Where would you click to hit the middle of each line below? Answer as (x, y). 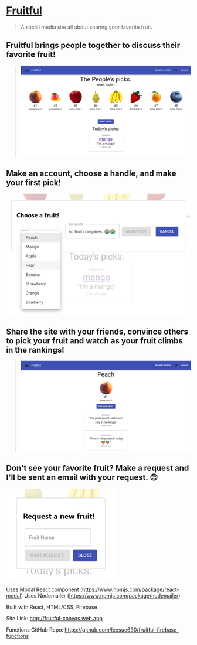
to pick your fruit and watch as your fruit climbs (95, 341)
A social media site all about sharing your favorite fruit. (86, 27)
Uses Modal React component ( (44, 589)
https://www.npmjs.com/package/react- (130, 589)
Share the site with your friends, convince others (97, 331)
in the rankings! (35, 350)
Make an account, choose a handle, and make (91, 174)
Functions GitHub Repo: (35, 629)
